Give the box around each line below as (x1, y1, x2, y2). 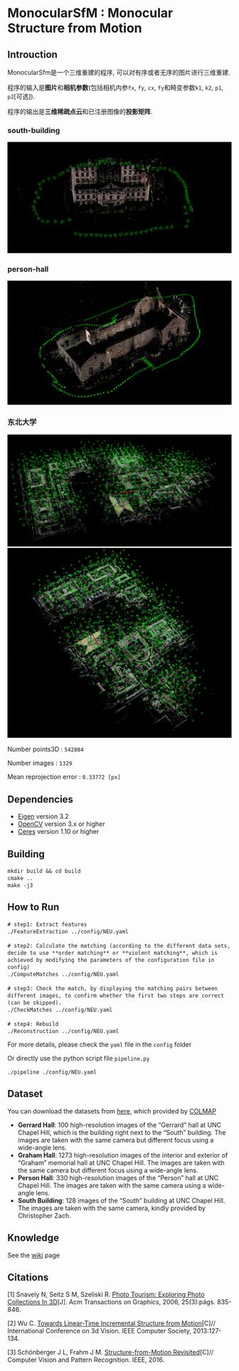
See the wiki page (7, 1251, 60, 1259)
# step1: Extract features (7, 921, 87, 928)
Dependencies (7, 793, 73, 805)
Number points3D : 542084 (7, 745, 84, 753)
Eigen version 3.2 (17, 812, 69, 821)
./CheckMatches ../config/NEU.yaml (7, 1006, 113, 1013)
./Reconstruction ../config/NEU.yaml (7, 1027, 119, 1034)
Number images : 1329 (7, 759, 73, 768)
